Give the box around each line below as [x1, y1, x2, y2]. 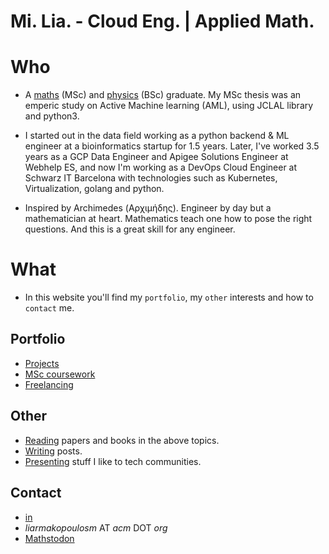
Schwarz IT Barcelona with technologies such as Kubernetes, [24, 172, 278, 184]
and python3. [24, 110, 80, 122]
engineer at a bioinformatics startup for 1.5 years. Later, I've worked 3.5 [24, 140, 320, 152]
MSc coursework [24, 368, 96, 380]
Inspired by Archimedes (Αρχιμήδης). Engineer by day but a [24, 202, 272, 214]
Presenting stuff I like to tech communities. [24, 455, 202, 467]
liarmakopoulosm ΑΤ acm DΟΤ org [24, 521, 168, 534]
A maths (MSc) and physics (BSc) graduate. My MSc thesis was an [24, 89, 302, 101]
